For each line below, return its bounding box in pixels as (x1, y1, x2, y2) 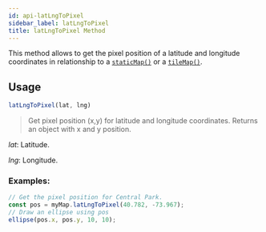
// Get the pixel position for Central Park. (8, 194, 163, 202)
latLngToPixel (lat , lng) (8, 102, 91, 110)
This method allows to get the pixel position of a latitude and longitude (8, 49, 240, 58)
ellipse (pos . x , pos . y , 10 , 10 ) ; (8, 215, 116, 224)
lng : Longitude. (8, 155, 58, 165)
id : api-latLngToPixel (8, 11, 84, 20)
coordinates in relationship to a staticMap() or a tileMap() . (8, 57, 203, 66)
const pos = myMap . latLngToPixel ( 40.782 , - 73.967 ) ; (8, 201, 184, 209)
